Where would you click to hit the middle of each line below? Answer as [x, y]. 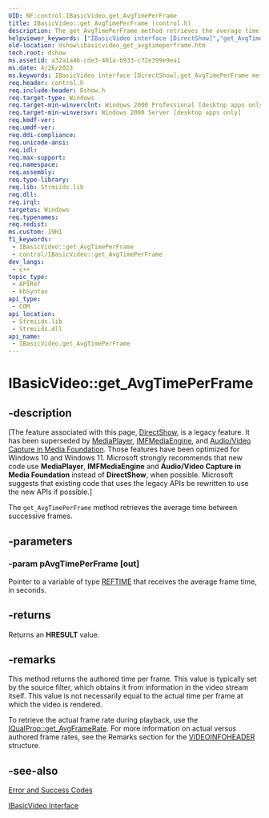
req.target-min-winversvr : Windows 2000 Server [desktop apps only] [125, 113]
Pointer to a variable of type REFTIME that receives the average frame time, [133, 581]
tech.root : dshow [37, 53]
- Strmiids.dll [37, 329]
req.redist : [28, 225]
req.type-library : [39, 180]
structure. [24, 746]
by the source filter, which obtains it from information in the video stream [128, 687]
